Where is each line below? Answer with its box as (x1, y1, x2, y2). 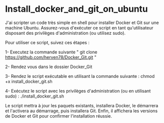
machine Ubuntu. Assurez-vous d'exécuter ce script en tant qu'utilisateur (5, 25, 154, 30)
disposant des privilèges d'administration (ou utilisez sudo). (5, 30, 126, 36)
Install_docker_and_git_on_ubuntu (5, 3, 148, 15)
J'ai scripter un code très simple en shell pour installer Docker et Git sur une (5, 20, 159, 25)
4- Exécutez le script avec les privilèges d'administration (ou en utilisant (5, 88, 151, 94)
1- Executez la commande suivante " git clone (5, 49, 97, 55)
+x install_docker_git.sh (5, 78, 53, 84)
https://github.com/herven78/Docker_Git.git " (5, 54, 97, 60)
